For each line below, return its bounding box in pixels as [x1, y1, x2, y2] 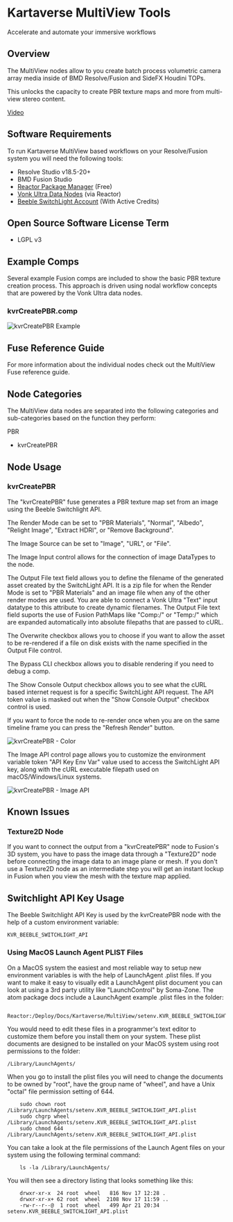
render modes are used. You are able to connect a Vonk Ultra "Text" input [7, 595, 218, 604]
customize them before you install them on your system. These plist [7, 1032, 201, 1040]
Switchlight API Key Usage [7, 892, 125, 904]
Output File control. [7, 646, 62, 654]
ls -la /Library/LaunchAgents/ [19, 1164, 110, 1171]
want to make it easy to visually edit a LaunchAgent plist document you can [7, 978, 223, 986]
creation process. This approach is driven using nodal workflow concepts [7, 281, 217, 290]
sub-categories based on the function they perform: [7, 414, 156, 422]
